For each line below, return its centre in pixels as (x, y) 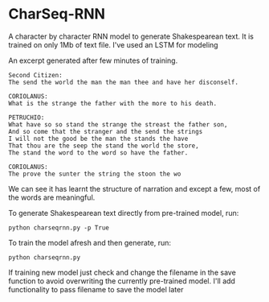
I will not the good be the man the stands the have (98, 139)
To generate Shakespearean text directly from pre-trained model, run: (124, 213)
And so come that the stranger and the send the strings (106, 131)
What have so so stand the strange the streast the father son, (118, 124)
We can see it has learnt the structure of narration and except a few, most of (134, 188)
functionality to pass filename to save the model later (96, 289)
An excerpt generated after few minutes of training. (93, 60)
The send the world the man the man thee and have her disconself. (124, 82)
